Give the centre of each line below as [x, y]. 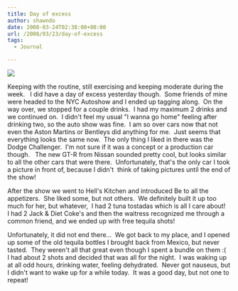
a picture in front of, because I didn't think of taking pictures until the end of [119, 170]
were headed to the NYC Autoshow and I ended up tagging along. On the [115, 101]
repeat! [18, 280]
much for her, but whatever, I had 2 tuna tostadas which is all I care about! [117, 206]
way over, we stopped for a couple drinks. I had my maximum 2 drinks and [117, 109]
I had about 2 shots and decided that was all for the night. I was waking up [117, 257]
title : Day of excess [39, 14]
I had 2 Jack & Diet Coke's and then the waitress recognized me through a [116, 213]
